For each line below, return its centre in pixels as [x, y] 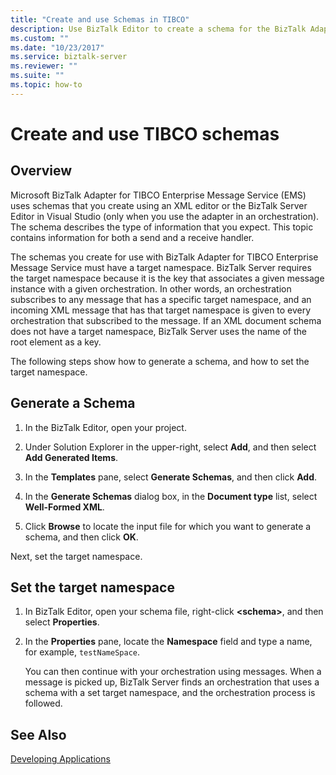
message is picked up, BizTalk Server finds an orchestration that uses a [172, 682]
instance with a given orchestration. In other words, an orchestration [151, 288]
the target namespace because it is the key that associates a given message [167, 278]
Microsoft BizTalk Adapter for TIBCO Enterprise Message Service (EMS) [158, 195]
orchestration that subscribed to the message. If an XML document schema [166, 320]
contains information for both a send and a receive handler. [132, 237]
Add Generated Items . [71, 457]
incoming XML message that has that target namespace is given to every [161, 310]
